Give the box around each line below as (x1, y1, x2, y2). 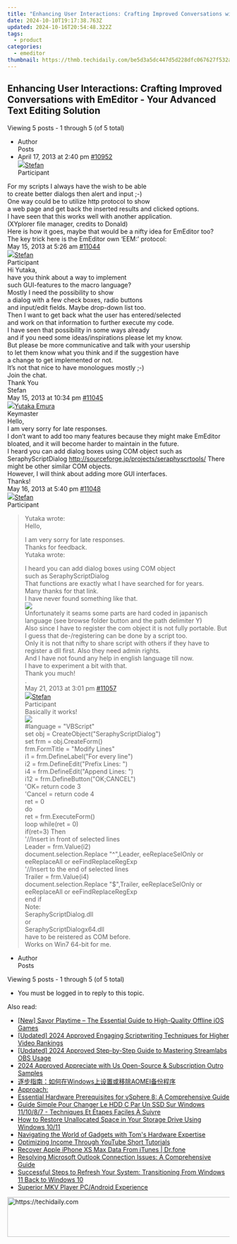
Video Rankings (17, 1038, 63, 1047)
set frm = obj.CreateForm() (24, 737, 103, 745)
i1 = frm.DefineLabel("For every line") (24, 751, 133, 761)
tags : (7, 30, 23, 38)
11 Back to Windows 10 (17, 1175, 84, 1184)
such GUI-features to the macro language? (7, 280, 132, 289)
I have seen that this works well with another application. (7, 212, 173, 220)
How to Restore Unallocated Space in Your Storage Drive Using (17, 1115, 202, 1124)
